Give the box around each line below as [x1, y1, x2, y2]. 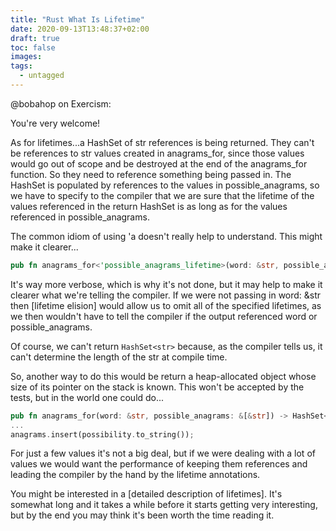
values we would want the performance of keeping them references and [10, 458, 308, 470]
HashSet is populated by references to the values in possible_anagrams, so [10, 179, 320, 191]
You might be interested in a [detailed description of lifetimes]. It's [10, 488, 283, 500]
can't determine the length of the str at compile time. [10, 351, 228, 363]
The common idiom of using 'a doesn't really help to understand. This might [10, 230, 323, 242]
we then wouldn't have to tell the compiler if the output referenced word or [10, 310, 318, 322]
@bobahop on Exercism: [10, 97, 112, 110]
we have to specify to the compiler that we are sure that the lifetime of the [10, 189, 315, 201]
